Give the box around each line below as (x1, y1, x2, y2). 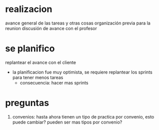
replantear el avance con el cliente (5, 59, 76, 65)
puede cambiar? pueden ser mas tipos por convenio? (12, 119, 122, 125)
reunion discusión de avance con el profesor (5, 25, 97, 31)
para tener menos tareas (12, 74, 63, 80)
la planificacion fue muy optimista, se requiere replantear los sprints (12, 69, 152, 75)
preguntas (5, 97, 49, 108)
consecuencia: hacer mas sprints (19, 79, 88, 85)
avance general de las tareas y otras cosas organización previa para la (5, 20, 151, 26)
